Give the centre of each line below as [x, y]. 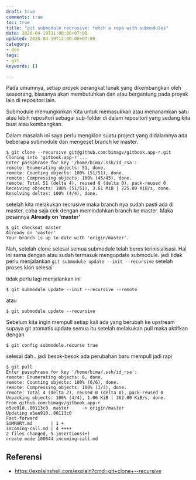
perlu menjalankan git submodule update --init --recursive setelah [90, 261]
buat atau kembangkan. [35, 124]
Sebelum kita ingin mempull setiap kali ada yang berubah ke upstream [91, 322]
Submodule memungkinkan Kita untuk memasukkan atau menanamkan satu [97, 111]
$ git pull [19, 367]
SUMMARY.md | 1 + [35, 424]
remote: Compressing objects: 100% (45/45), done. [69, 178]
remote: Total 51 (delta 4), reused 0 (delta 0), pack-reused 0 [86, 183]
